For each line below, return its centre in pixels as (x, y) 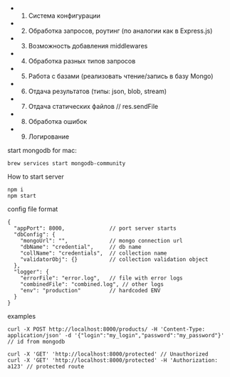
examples (22, 316)
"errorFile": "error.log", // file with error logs (101, 278)
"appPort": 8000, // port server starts (95, 228)
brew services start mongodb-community (67, 164)
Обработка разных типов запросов (82, 61)
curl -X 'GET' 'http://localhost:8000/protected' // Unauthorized (108, 354)
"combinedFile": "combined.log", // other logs (92, 285)
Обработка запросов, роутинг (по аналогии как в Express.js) (120, 31)
